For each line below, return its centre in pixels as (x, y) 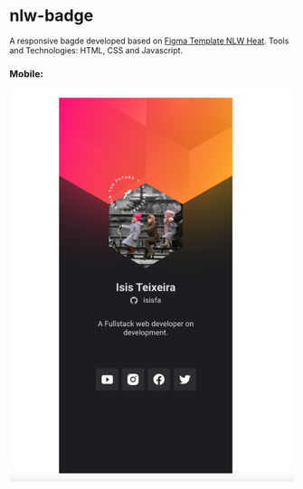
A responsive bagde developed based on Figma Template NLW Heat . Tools (149, 41)
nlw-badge (52, 16)
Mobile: (26, 73)
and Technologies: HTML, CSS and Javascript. (96, 50)
